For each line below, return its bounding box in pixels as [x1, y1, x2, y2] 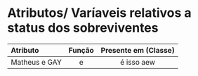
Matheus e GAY [11, 57, 62, 67]
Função [68, 45, 95, 55]
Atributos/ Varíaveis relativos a [7, 5, 192, 21]
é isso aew [120, 57, 156, 67]
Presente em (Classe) [100, 45, 175, 55]
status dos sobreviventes [7, 20, 159, 36]
